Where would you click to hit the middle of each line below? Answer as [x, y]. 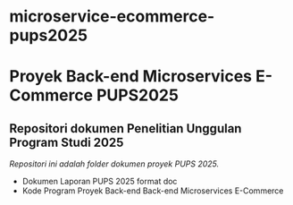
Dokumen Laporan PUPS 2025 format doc [100, 182]
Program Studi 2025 [67, 142]
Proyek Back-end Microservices [131, 77]
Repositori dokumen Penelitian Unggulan [126, 128]
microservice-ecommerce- [112, 17]
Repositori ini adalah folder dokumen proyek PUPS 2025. [114, 164]
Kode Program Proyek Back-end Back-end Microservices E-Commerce [153, 191]
